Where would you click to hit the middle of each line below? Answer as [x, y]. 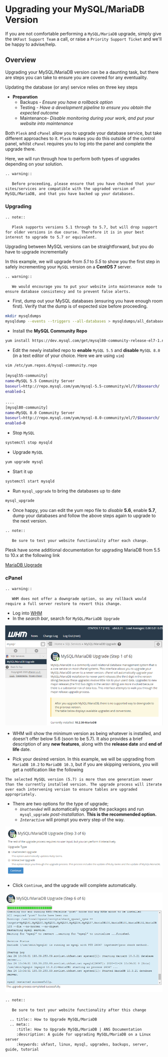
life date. [22, 749]
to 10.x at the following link [32, 555]
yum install [17, 340]
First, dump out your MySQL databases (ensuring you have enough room [87, 301]
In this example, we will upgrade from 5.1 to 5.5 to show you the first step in [82, 261]
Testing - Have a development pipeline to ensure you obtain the [85, 107]
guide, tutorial [22, 1049]
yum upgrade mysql [24, 462]
